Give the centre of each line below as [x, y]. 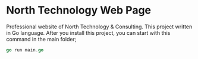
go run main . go [25, 50]
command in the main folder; [41, 39]
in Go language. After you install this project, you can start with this [88, 32]
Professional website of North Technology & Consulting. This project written [99, 27]
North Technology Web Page [79, 10]
